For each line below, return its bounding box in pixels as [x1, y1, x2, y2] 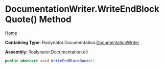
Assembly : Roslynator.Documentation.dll [5, 49, 88, 55]
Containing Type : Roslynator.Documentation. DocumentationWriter [5, 39, 140, 45]
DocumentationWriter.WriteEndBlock [5, 3, 160, 15]
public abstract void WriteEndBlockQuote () [5, 58, 95, 63]
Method [39, 14, 72, 25]
